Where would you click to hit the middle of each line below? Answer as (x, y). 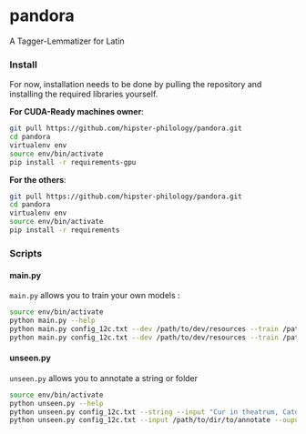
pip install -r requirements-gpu (73, 162)
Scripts (26, 253)
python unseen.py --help (56, 403)
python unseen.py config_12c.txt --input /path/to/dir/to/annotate (140, 420)
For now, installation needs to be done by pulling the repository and (136, 85)
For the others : (38, 179)
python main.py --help (52, 320)
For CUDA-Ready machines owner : (76, 112)
